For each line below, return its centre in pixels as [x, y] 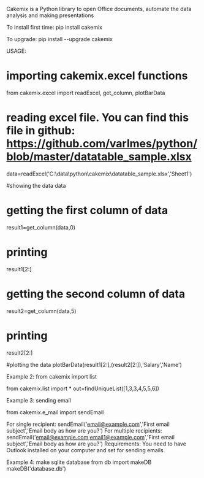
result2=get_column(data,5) [41, 311]
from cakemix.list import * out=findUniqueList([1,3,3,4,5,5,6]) [83, 388]
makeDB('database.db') [36, 468]
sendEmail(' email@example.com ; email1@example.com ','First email [90, 437]
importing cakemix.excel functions [97, 76]
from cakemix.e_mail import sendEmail [55, 412]
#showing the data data [36, 185]
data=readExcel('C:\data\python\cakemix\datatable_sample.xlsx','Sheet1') [99, 174]
